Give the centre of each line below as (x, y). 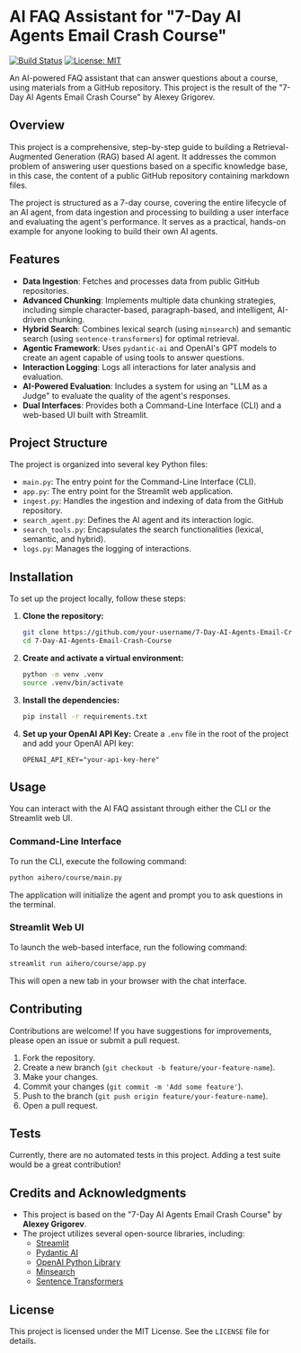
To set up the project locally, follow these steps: (98, 598)
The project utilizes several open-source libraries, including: (133, 1234)
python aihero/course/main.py (66, 878)
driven (34, 319)
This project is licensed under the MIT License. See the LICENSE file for (139, 1331)
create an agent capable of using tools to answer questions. (133, 358)
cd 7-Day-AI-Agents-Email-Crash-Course (97, 641)
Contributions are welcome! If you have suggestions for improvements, (141, 1030)
